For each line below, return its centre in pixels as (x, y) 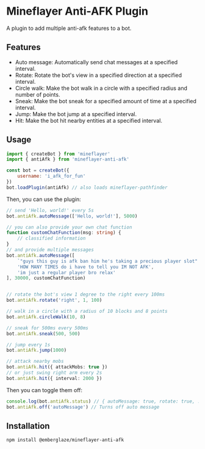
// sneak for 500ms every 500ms (47, 328)
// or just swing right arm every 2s (54, 373)
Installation (28, 426)
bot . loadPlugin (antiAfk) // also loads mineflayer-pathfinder (87, 188)
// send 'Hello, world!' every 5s (50, 210)
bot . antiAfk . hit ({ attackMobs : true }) (57, 367)
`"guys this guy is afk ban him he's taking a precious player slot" (108, 261)
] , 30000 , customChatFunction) (46, 278)
